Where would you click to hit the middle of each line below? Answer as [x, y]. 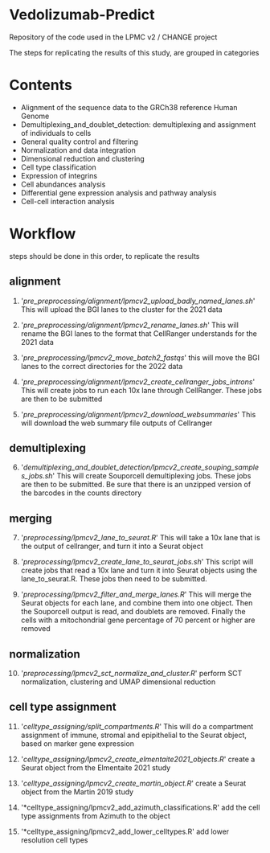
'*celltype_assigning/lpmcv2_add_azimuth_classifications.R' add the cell [140, 807]
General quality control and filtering [80, 141]
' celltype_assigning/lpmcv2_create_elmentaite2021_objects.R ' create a [138, 759]
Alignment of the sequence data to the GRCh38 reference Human [129, 107]
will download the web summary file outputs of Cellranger [117, 423]
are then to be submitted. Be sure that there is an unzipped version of [136, 485]
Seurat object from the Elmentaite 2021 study [96, 767]
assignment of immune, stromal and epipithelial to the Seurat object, [134, 735]
